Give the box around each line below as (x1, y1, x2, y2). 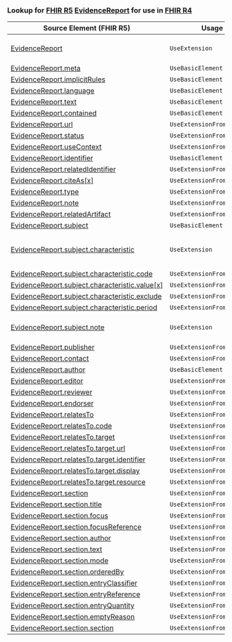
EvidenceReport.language (10, 86, 95, 95)
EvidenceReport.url (10, 120, 73, 129)
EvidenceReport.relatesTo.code (10, 421, 113, 431)
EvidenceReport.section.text (10, 545, 102, 554)
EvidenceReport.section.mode (10, 556, 109, 565)
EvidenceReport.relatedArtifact (10, 209, 111, 219)
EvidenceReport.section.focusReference (10, 522, 142, 532)
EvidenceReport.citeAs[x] (10, 176, 94, 185)
